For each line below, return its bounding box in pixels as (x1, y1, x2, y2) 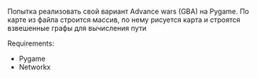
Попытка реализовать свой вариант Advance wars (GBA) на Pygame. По (7, 7, 249, 16)
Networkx (18, 62, 51, 72)
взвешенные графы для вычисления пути (7, 24, 147, 32)
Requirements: (7, 39, 54, 48)
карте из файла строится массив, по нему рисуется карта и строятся (7, 15, 240, 24)
